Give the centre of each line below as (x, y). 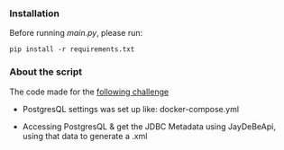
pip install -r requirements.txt (72, 49)
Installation (35, 13)
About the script (46, 72)
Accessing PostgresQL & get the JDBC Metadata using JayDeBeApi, (149, 126)
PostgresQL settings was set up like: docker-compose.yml (131, 109)
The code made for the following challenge (89, 92)
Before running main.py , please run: (76, 33)
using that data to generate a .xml (85, 136)
